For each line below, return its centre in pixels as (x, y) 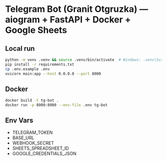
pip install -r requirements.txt (40, 64)
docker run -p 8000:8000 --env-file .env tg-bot (56, 105)
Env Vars (19, 121)
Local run (20, 48)
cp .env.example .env (28, 69)
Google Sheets (36, 30)
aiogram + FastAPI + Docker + (68, 20)
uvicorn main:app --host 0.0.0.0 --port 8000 (53, 74)
